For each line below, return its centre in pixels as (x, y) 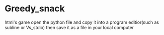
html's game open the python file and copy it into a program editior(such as (82, 22)
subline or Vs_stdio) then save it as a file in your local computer (69, 27)
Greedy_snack (35, 9)
